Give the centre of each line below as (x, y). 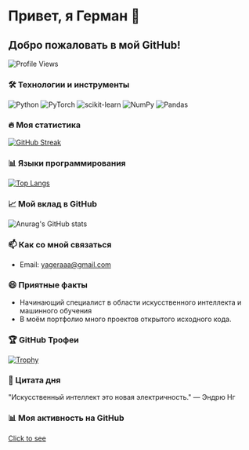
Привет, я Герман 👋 (74, 16)
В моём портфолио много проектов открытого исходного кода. (125, 319)
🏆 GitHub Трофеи (44, 339)
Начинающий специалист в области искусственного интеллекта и (130, 302)
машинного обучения (56, 310)
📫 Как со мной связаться (60, 245)
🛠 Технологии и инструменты (69, 84)
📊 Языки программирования (67, 163)
